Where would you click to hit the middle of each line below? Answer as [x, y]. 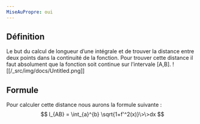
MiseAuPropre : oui [30, 12]
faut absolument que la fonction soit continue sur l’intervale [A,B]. [89, 64]
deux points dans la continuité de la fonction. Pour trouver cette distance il [100, 58]
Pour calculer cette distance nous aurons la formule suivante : [84, 105]
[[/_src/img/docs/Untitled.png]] [45, 71]
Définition [25, 37]
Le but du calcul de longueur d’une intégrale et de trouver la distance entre [100, 51]
